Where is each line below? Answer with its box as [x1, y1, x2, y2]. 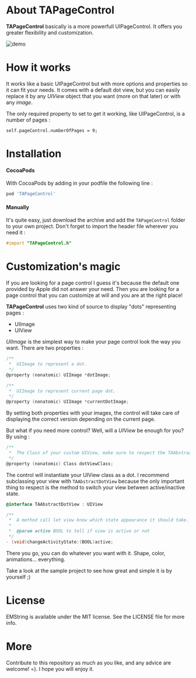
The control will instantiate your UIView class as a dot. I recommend [6, 471, 169, 478]
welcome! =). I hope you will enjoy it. [6, 665, 94, 672]
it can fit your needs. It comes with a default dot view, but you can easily [6, 86, 180, 94]
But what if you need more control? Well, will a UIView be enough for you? [6, 427, 184, 434]
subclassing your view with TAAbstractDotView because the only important [6, 478, 185, 485]
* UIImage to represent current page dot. [8, 388, 116, 394]
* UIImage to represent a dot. [8, 361, 87, 367]
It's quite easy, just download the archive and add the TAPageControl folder [6, 217, 185, 224]
